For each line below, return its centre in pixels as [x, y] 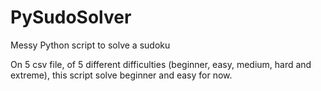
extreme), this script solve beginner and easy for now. [121, 75]
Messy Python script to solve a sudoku [90, 45]
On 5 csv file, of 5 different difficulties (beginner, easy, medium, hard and [161, 64]
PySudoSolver [71, 17]
